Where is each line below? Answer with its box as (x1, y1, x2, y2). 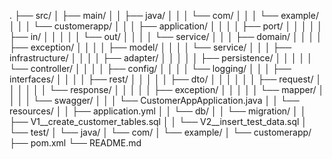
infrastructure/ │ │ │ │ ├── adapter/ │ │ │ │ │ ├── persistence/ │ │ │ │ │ (9, 52, 314, 64)
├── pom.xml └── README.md (9, 137, 142, 149)
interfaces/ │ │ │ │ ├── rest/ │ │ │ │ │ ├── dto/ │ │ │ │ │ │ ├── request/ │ (9, 73, 322, 85)
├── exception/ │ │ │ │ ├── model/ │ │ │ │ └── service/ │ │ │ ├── (9, 41, 292, 53)
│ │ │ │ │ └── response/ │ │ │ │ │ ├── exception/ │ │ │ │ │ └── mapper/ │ (9, 84, 325, 95)
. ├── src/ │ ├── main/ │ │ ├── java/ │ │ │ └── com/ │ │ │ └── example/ (9, 10, 319, 21)
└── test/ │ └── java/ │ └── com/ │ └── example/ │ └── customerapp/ (9, 126, 312, 138)
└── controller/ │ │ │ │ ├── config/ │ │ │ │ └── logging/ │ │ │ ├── (9, 63, 292, 74)
